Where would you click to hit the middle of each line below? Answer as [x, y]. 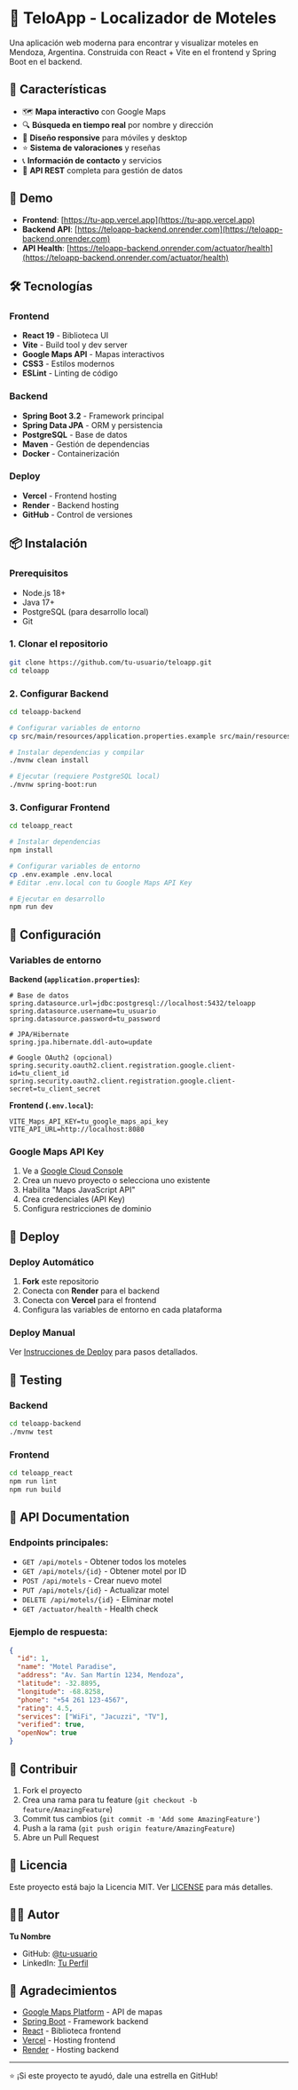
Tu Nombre [30, 1936]
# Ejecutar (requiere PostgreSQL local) [85, 776]
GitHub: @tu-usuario [59, 1953]
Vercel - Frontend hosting [69, 496]
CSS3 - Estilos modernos [68, 364]
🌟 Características [58, 89]
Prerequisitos [39, 574]
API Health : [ [46, 248]
